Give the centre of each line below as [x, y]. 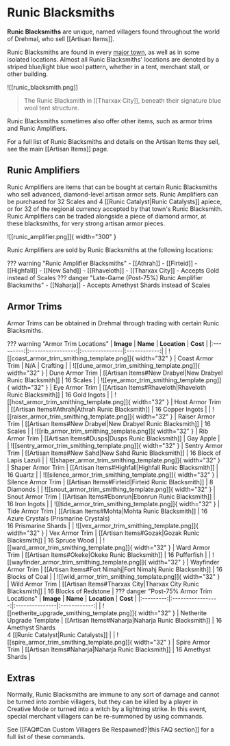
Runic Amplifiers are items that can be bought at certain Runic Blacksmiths [112, 187]
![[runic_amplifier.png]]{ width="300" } [62, 236]
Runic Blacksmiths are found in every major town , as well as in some [103, 52]
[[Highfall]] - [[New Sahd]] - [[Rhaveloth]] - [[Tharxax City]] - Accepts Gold [113, 270]
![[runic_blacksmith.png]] [43, 87]
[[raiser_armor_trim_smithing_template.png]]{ [71, 416]
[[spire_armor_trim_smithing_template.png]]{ [70, 642]
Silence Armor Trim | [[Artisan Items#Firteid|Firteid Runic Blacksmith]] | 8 [110, 482]
